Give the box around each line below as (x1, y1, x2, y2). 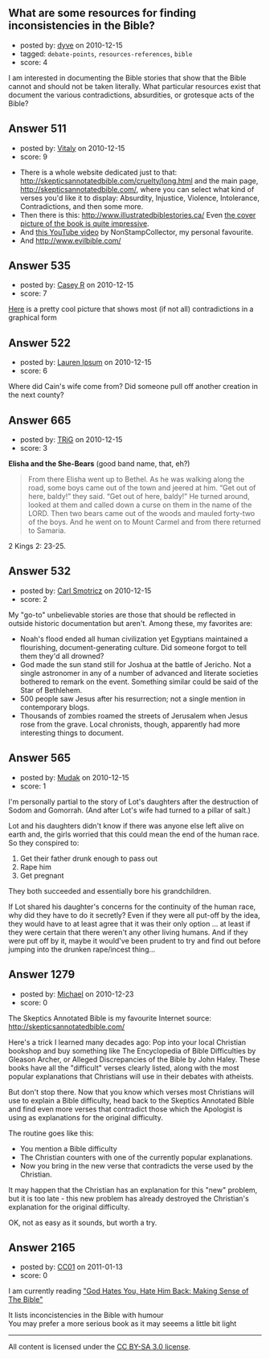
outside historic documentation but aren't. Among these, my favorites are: (8, 618, 253, 628)
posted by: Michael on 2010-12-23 (19, 989, 134, 999)
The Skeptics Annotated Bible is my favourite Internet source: (8, 1013, 211, 1023)
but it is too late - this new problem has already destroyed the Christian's (8, 1193, 249, 1203)
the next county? (8, 390, 64, 400)
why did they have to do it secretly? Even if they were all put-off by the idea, (8, 910, 260, 919)
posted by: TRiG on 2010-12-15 (19, 435, 123, 444)
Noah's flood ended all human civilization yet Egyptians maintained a (19, 634, 248, 644)
